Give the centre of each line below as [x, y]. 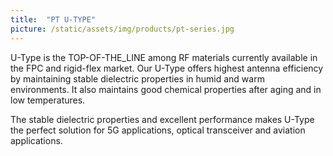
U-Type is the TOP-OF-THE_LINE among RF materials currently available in [164, 57]
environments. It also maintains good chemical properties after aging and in [166, 89]
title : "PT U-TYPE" [53, 19]
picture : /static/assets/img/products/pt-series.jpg [122, 29]
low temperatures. [48, 100]
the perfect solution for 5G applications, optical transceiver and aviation [158, 130]
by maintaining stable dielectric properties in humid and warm [137, 78]
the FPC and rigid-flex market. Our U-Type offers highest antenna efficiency [167, 68]
